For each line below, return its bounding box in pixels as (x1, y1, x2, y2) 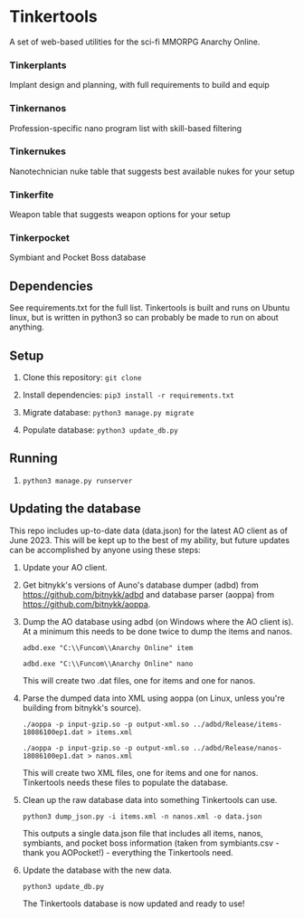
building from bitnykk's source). (22, 702, 142, 712)
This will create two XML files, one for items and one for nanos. (22, 767, 259, 778)
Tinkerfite (9, 188, 54, 201)
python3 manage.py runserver (22, 476, 133, 485)
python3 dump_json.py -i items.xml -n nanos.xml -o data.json (22, 812, 262, 821)
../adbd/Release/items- (193, 720, 282, 729)
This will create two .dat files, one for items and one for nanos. (22, 674, 256, 685)
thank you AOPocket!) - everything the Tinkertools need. (22, 846, 233, 857)
